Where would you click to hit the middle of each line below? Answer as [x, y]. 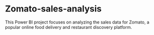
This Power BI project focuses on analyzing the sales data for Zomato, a [77, 22]
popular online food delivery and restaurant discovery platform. [69, 27]
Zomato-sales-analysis [53, 9]
